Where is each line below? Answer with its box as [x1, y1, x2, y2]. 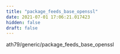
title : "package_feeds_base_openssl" [6, 8, 98, 15]
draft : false [6, 25, 38, 31]
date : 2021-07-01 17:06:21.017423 [6, 14, 91, 20]
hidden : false [6, 19, 41, 25]
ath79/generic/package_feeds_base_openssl [6, 41, 114, 48]
